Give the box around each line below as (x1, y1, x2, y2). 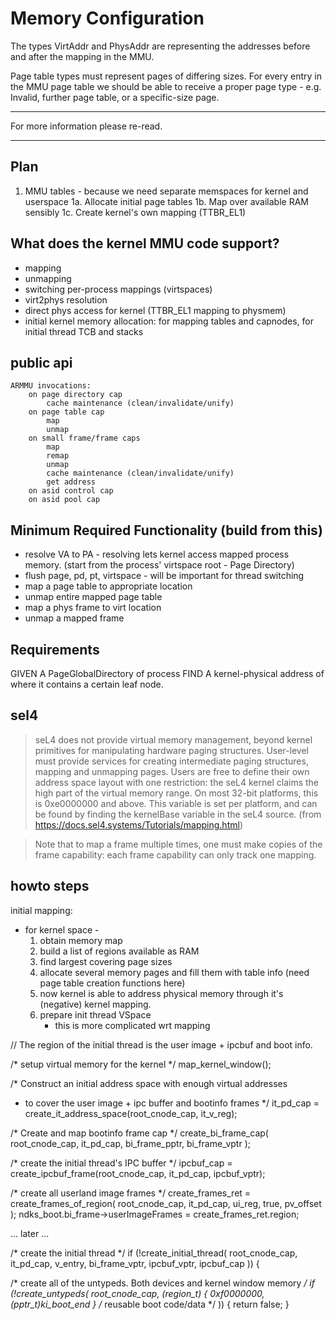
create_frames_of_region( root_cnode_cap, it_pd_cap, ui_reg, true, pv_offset (10, 1197, 322, 1209)
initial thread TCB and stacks (24, 325, 144, 337)
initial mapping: (10, 904, 73, 916)
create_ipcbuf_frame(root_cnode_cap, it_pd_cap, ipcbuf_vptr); (10, 1167, 266, 1179)
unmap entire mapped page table (24, 591, 163, 603)
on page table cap (28, 407, 105, 417)
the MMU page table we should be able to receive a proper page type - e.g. (10, 80, 322, 92)
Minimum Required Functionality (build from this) (10, 522, 323, 539)
